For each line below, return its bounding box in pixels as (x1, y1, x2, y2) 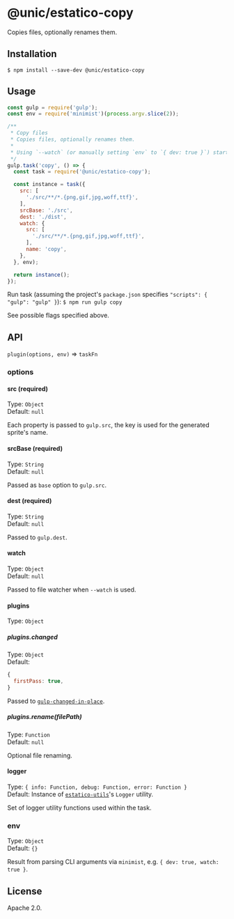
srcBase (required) (7, 444, 63, 452)
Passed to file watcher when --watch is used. (7, 585, 136, 594)
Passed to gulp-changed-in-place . (7, 697, 105, 705)
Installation (7, 48, 57, 60)
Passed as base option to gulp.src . (7, 481, 107, 489)
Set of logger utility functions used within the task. (7, 803, 152, 812)
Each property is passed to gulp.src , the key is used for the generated (7, 421, 210, 429)
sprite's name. (7, 428, 49, 437)
